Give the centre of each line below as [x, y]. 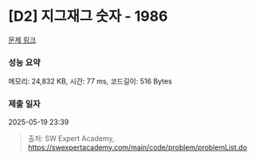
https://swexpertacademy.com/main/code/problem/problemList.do [137, 147]
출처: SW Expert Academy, [71, 138]
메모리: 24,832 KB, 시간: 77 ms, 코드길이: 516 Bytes [90, 81]
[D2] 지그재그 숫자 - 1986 [88, 16]
